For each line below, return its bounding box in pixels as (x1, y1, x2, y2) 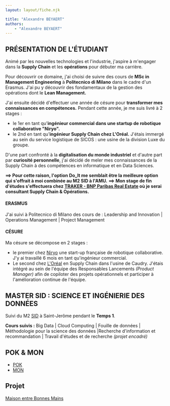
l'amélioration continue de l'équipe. (12, 276, 87, 283)
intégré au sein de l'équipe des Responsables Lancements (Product (12, 266, 154, 272)
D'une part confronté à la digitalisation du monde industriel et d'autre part (5, 152, 162, 158)
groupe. (12, 142, 29, 148)
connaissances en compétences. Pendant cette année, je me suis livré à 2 (5, 105, 163, 111)
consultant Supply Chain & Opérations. (5, 189, 89, 195)
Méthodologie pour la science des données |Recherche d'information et (5, 328, 156, 334)
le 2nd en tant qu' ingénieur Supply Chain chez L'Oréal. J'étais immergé (12, 131, 164, 137)
